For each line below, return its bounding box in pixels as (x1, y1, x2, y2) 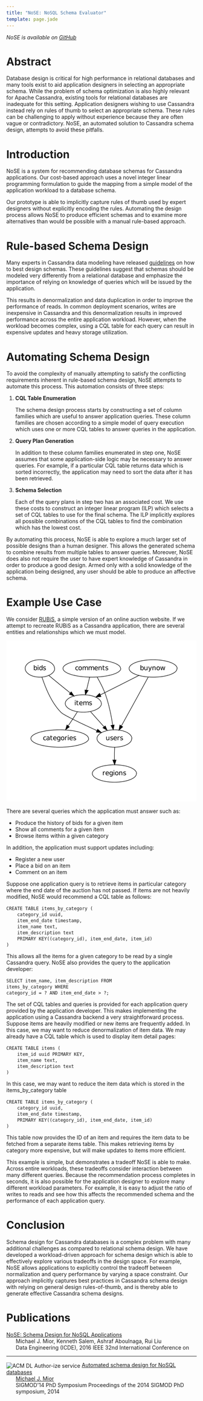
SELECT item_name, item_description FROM (6, 978, 112, 984)
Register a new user (14, 856, 65, 863)
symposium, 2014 (16, 1388, 60, 1395)
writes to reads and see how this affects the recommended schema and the (6, 1191, 195, 1198)
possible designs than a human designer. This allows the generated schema (6, 542, 195, 549)
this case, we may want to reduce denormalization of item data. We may (6, 1027, 186, 1034)
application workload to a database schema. (6, 187, 117, 194)
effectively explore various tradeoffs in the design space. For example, (6, 1257, 182, 1265)
